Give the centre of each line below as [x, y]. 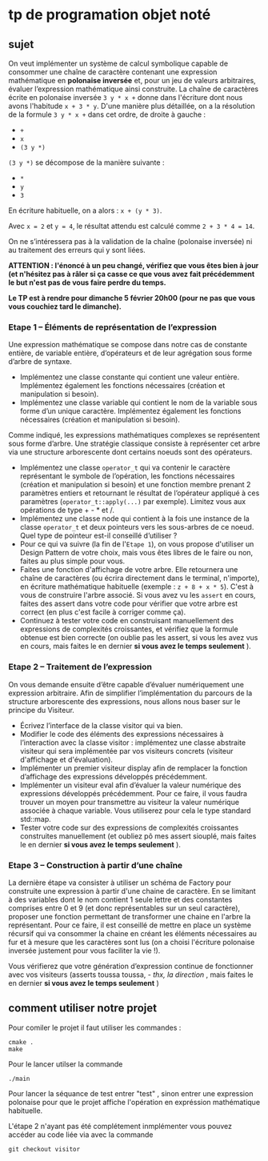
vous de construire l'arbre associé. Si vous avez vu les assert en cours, [138, 595]
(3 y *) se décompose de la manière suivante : [86, 162]
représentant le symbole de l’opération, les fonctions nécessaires [127, 476]
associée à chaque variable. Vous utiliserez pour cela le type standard [135, 811]
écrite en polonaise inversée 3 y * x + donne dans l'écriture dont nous [126, 97]
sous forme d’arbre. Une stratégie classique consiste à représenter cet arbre [134, 444]
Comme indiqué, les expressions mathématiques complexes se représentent [134, 435]
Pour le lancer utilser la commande [66, 1064]
